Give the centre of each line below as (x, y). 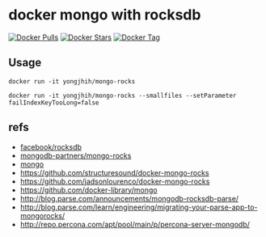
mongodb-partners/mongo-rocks (76, 155)
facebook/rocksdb (51, 146)
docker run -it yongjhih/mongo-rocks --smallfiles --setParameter (122, 95)
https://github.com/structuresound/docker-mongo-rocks (114, 172)
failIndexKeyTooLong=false (54, 103)
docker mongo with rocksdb (105, 15)
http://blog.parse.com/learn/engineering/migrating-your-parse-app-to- (139, 207)
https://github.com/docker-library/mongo (89, 190)
